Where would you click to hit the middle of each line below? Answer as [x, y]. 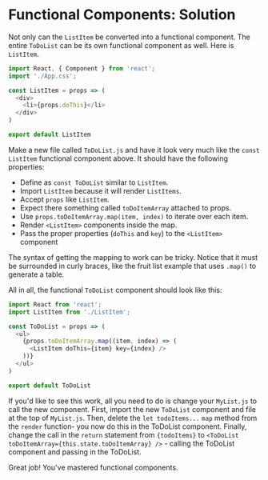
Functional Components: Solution [122, 15]
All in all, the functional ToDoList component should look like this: [115, 290]
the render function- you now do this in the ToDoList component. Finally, [128, 426]
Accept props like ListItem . [65, 199]
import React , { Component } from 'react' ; [82, 68]
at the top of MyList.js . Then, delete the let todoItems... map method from [133, 418]
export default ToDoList [50, 386]
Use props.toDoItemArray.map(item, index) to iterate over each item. [134, 216]
